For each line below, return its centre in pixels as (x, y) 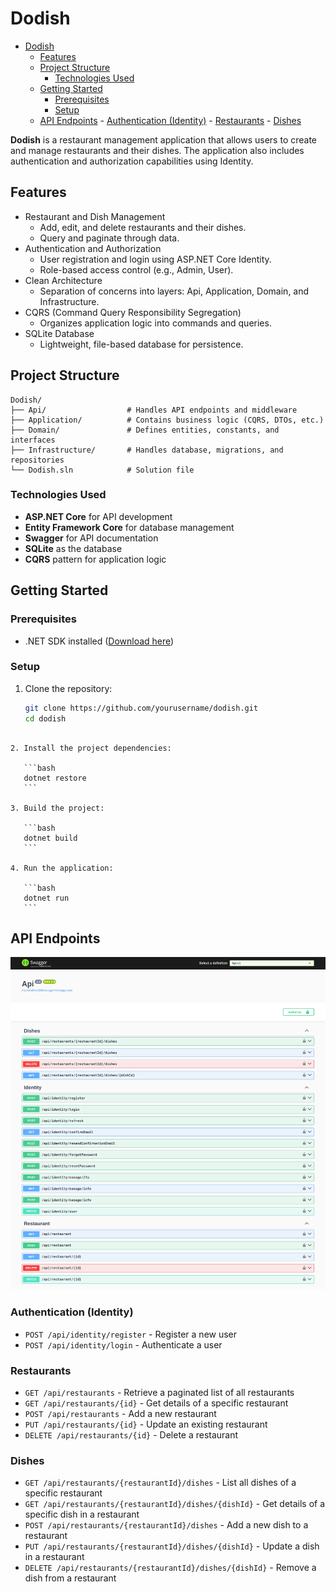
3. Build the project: (57, 808)
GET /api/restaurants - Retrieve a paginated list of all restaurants (159, 1393)
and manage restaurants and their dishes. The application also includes (157, 150)
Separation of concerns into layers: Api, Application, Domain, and (174, 291)
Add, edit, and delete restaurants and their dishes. (143, 227)
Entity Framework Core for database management (129, 527)
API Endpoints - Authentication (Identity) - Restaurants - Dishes (170, 120)
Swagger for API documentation (91, 538)
